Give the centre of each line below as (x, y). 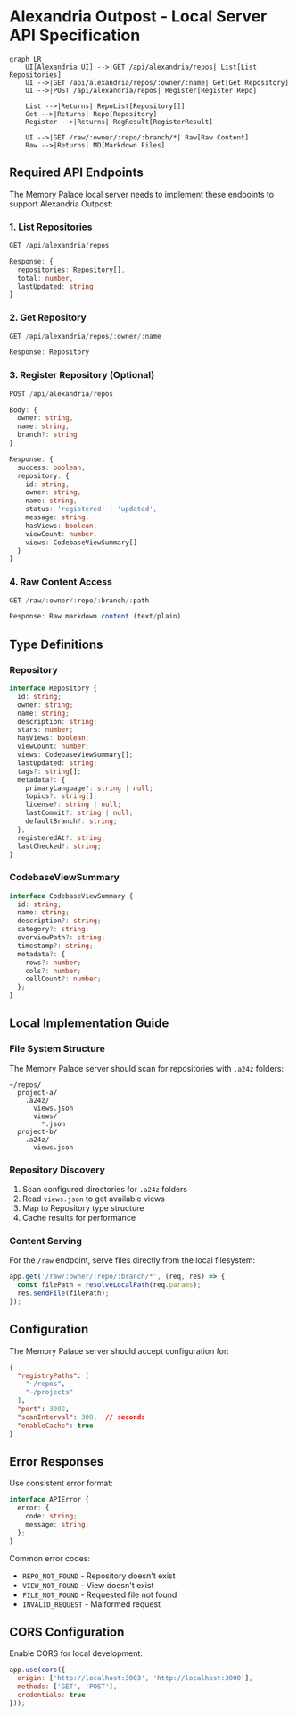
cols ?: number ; (54, 971)
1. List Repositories (51, 227)
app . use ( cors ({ (37, 1670)
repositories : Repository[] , (71, 270)
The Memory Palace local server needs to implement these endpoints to (142, 194)
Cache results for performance (79, 1218)
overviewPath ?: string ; (61, 938)
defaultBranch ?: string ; (71, 821)
